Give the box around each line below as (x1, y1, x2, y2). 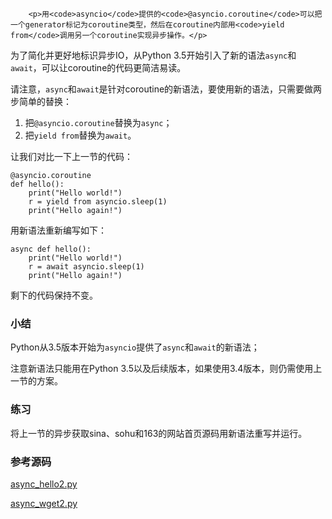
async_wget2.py (10, 497, 78, 509)
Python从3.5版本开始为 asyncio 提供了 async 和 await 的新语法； (10, 341, 260, 353)
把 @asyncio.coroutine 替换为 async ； (24, 117, 173, 128)
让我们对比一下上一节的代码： (10, 151, 133, 162)
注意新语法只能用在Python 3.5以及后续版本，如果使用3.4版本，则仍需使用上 (10, 363, 323, 375)
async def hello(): (10, 244, 92, 254)
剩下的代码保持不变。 (10, 289, 98, 301)
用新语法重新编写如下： (10, 224, 107, 236)
